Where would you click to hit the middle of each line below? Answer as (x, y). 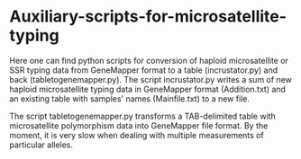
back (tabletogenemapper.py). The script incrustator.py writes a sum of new (151, 79)
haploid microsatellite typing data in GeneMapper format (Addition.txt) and (148, 89)
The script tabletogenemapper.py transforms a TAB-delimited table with (143, 116)
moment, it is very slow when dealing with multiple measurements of (137, 135)
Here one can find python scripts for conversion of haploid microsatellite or (149, 60)
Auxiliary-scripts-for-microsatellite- (148, 17)
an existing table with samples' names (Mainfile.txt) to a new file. (130, 98)
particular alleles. (41, 145)
